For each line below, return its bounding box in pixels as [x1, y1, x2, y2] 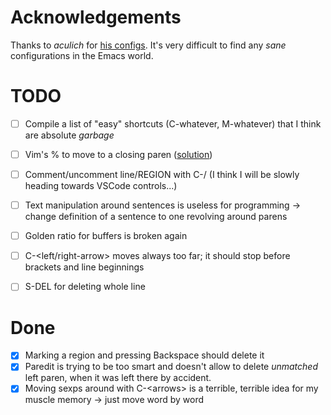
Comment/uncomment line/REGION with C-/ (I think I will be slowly [24, 169, 300, 180]
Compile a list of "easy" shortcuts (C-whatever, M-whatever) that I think [24, 117, 322, 130]
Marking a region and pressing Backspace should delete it [24, 349, 265, 361]
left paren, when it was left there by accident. [24, 372, 212, 384]
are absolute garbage [24, 129, 115, 141]
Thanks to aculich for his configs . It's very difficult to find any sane [10, 39, 287, 51]
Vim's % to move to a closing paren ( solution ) [24, 148, 213, 160]
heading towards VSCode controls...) [24, 180, 178, 192]
